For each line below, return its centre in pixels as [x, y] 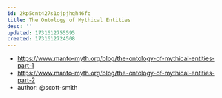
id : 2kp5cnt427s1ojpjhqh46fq [49, 13]
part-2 [26, 80]
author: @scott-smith [47, 88]
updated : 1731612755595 [41, 33]
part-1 [26, 66]
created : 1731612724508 [41, 39]
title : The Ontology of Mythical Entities [69, 20]
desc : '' [20, 26]
